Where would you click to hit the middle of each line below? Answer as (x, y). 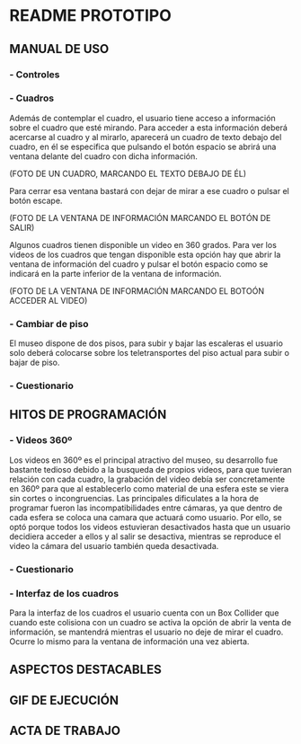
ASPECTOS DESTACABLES (85, 670)
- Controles (35, 75)
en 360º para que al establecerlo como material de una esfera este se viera (149, 488)
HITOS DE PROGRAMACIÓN (88, 415)
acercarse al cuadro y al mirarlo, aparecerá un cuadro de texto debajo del (146, 137)
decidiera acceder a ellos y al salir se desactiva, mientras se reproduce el (145, 536)
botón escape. (36, 200)
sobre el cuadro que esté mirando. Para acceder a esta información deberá (148, 128)
